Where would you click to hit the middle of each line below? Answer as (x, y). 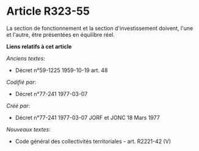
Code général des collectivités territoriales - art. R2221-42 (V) (93, 141)
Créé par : (18, 106)
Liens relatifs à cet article (39, 46)
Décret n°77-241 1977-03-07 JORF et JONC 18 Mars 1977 (87, 117)
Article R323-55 (48, 11)
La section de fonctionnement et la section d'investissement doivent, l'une (100, 28)
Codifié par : (21, 82)
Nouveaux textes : (28, 129)
